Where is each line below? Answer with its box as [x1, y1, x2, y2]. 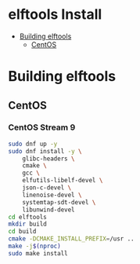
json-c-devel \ [22, 184, 72, 192]
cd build [8, 228, 37, 236]
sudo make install [8, 249, 68, 257]
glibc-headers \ [22, 155, 76, 163]
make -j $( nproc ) [8, 242, 61, 251]
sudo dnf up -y [8, 140, 58, 148]
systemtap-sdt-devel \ [22, 198, 96, 206]
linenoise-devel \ [22, 191, 82, 199]
